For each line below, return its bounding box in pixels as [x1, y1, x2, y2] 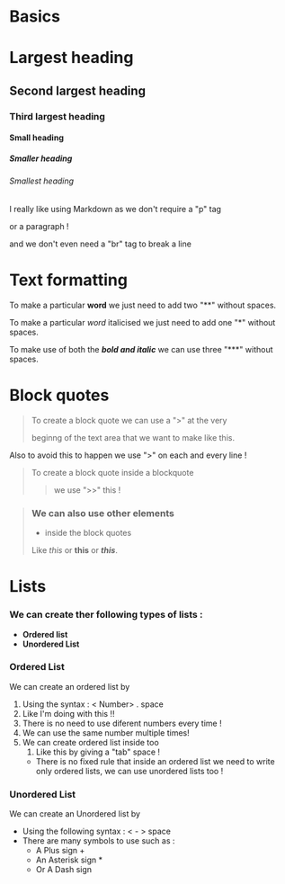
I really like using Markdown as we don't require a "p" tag [9, 203, 222, 214]
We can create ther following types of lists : [9, 609, 204, 621]
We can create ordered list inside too [22, 737, 159, 747]
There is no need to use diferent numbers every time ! [22, 718, 222, 728]
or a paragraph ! [9, 220, 69, 231]
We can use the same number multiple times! [22, 727, 191, 738]
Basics [9, 6, 61, 27]
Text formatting [9, 270, 129, 290]
